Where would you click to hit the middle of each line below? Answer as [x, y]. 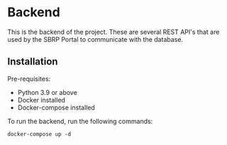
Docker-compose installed [56, 108]
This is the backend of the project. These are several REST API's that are [113, 32]
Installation [33, 62]
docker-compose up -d [39, 134]
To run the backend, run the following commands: [80, 121]
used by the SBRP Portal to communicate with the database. [95, 39]
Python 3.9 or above [48, 92]
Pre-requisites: [29, 79]
